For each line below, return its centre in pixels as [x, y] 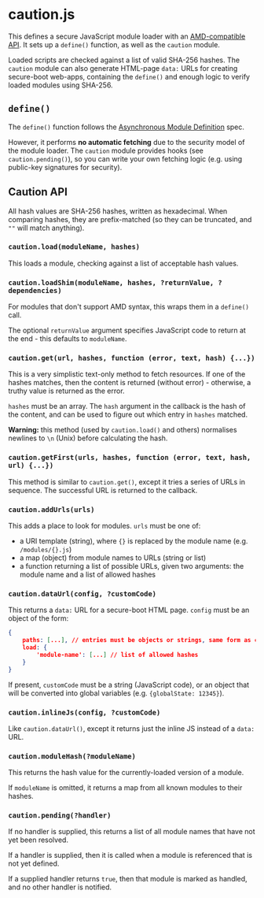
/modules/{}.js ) [46, 550]
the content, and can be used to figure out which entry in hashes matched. [128, 414]
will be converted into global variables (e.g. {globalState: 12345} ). [116, 693]
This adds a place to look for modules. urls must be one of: [104, 526]
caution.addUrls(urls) [51, 509]
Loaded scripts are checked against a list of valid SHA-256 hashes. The [124, 60]
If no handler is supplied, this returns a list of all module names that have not [132, 832]
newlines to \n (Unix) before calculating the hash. [88, 438]
